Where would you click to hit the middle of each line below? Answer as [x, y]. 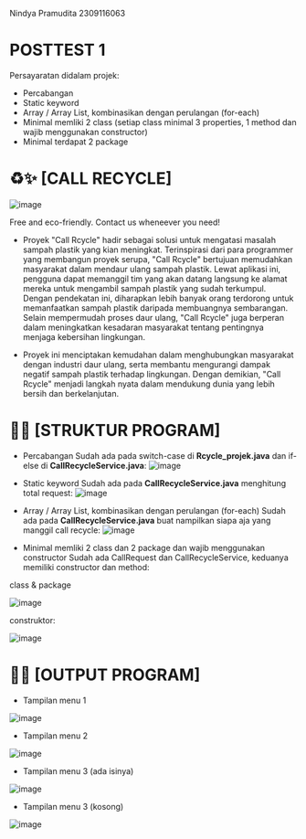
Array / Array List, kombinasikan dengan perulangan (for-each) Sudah [154, 510]
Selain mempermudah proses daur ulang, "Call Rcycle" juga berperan [153, 317]
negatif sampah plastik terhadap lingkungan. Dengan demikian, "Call [152, 374]
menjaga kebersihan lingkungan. [84, 336]
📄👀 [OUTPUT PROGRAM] [105, 674]
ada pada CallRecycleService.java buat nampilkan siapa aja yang [147, 520]
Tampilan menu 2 [55, 736]
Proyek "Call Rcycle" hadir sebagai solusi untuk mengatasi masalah [149, 239]
